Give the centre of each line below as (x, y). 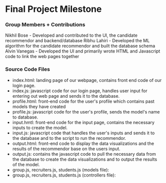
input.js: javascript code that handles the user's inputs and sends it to (83, 133)
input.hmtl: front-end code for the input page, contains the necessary (83, 122)
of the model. (26, 164)
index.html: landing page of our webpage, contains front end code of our (87, 80)
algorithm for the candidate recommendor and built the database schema (80, 46)
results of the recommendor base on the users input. (66, 149)
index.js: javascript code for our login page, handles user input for (80, 91)
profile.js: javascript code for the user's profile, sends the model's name (86, 112)
